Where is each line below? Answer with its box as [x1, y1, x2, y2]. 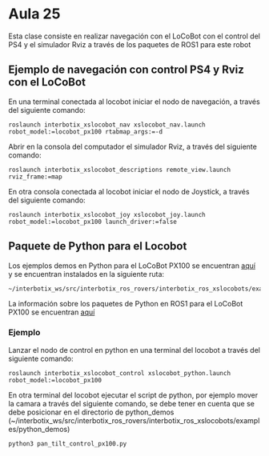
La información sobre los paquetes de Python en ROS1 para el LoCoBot [8, 298, 243, 308]
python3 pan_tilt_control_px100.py [8, 439, 127, 448]
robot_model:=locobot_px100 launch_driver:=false [8, 218, 178, 226]
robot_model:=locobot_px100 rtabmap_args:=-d [8, 127, 163, 136]
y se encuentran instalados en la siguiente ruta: [8, 269, 165, 278]
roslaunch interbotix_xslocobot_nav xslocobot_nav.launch [8, 121, 206, 129]
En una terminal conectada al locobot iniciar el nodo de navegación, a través [8, 97, 260, 106]
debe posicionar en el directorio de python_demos [8, 407, 175, 417]
